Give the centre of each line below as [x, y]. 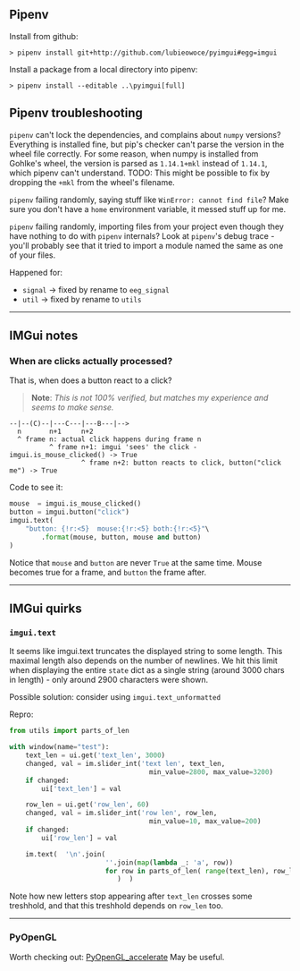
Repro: [21, 714]
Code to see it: [36, 488]
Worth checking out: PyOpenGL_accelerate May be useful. [117, 957]
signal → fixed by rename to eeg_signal [96, 289]
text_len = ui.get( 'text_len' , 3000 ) [96, 755]
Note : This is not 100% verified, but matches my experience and [150, 398]
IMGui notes [44, 336]
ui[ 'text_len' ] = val [82, 788]
